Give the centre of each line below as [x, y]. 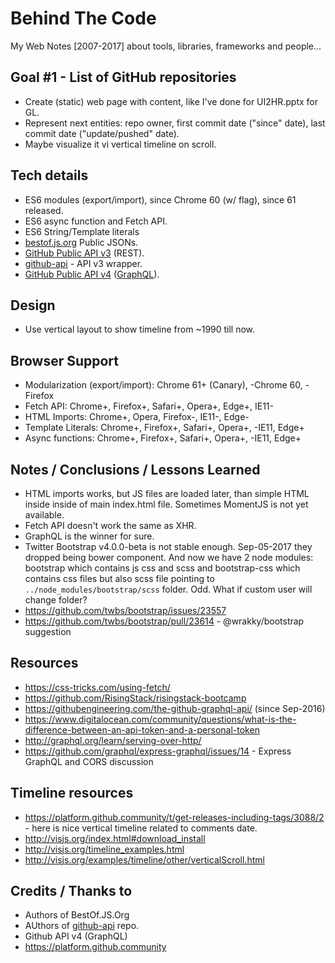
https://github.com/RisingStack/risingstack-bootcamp [135, 698]
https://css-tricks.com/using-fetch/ [97, 687]
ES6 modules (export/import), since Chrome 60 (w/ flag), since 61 [160, 199]
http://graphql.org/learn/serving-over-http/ [113, 740]
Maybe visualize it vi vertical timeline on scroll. [120, 144]
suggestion [48, 631]
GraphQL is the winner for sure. [89, 536]
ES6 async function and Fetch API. [96, 221]
